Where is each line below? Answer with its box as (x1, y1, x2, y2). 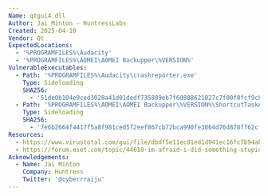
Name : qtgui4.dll (8, 11, 66, 20)
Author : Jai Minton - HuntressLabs (8, 19, 127, 27)
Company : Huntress (22, 168, 84, 176)
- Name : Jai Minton (15, 161, 81, 169)
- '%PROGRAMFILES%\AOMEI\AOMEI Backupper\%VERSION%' (15, 57, 195, 65)
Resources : (8, 130, 45, 138)
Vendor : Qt (8, 34, 45, 42)
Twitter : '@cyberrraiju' (22, 175, 105, 184)
